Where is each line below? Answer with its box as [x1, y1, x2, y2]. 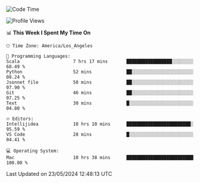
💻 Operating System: [6, 148, 60, 154]
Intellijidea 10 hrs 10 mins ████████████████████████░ [6, 121, 194, 127]
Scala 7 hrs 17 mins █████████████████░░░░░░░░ [6, 58, 194, 64]
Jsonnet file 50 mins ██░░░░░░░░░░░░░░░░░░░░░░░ [6, 79, 194, 85]
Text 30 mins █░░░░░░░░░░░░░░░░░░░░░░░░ [6, 100, 194, 106]
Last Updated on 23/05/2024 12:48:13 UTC [6, 170, 112, 177]
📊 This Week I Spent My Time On [6, 29, 91, 36]
